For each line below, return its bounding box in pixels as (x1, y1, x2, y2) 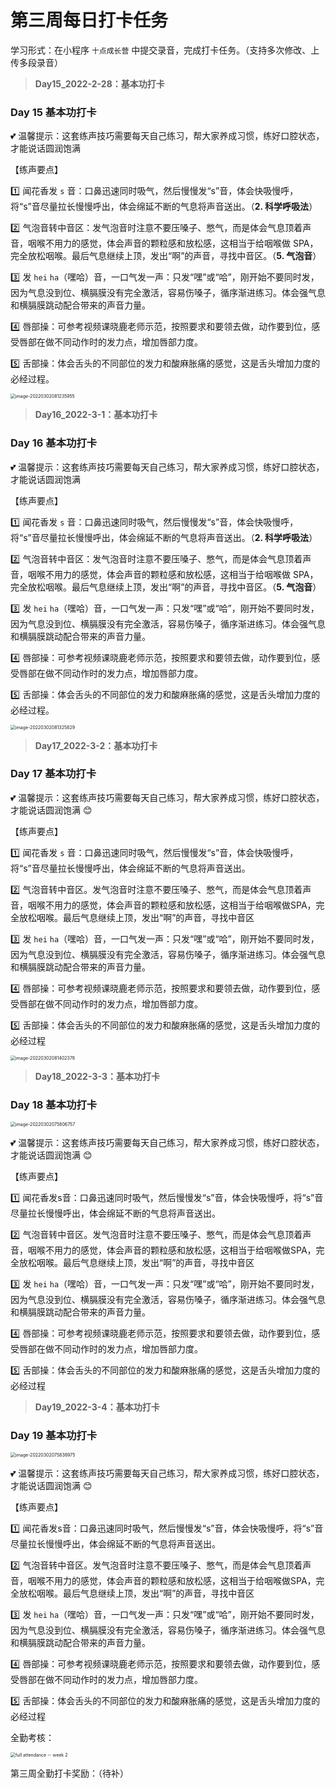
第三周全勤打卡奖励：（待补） (10, 1767, 129, 1780)
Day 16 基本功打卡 (10, 436, 98, 450)
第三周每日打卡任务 (10, 9, 169, 32)
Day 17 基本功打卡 (10, 767, 97, 781)
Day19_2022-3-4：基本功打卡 (34, 1401, 160, 1413)
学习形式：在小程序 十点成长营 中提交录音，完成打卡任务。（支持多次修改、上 (10, 44, 320, 56)
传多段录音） (10, 56, 63, 68)
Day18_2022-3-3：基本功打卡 (34, 1070, 160, 1082)
